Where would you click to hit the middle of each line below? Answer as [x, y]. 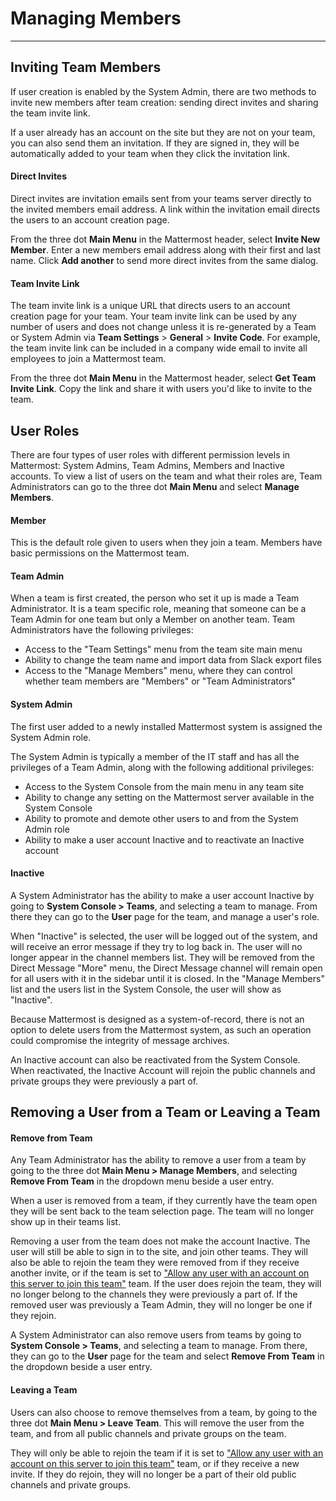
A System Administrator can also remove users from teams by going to [156, 1335]
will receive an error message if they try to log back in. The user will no [156, 946]
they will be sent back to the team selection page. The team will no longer [162, 1211]
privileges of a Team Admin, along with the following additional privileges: [162, 767]
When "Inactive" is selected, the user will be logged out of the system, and [164, 936]
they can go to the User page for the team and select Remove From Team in [167, 1356]
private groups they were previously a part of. [104, 1081]
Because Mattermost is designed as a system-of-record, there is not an [157, 1019]
